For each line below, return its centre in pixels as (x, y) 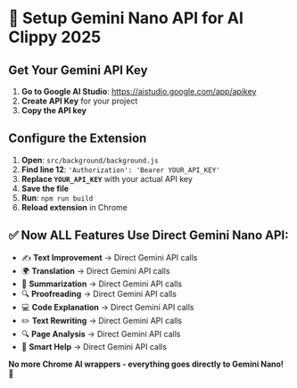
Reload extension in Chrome (74, 207)
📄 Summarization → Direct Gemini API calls (102, 284)
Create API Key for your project (79, 101)
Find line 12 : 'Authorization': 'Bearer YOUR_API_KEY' (120, 169)
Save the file (45, 188)
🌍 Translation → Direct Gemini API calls (95, 270)
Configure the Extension (78, 139)
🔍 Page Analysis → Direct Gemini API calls (101, 334)
